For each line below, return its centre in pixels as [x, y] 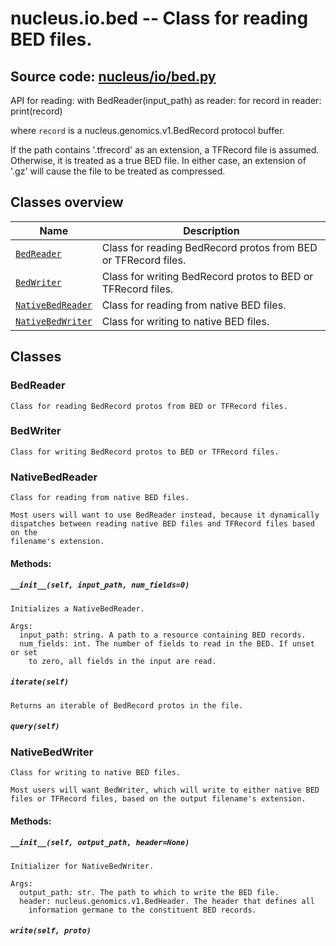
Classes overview [67, 202]
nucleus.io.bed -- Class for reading [159, 18]
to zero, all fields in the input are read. [122, 661]
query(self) [35, 727]
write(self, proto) [51, 931]
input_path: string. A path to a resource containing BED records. [163, 635]
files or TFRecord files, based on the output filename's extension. [158, 798]
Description [211, 230]
